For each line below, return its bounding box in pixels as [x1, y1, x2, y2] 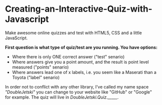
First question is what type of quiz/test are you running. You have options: [5, 44, 158, 50]
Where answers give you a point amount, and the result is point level [12, 59, 149, 65]
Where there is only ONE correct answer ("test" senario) [12, 53, 125, 59]
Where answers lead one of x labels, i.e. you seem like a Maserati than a [12, 69, 157, 75]
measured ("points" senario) [12, 64, 69, 70]
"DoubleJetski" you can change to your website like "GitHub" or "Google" [5, 89, 152, 95]
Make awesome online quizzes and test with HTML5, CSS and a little [5, 30, 142, 35]
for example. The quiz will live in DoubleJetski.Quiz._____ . [5, 94, 119, 100]
